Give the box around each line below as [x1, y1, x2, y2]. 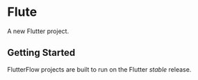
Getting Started [7, 47, 76, 59]
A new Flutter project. [7, 27, 69, 35]
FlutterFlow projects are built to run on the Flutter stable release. [7, 65, 192, 73]
